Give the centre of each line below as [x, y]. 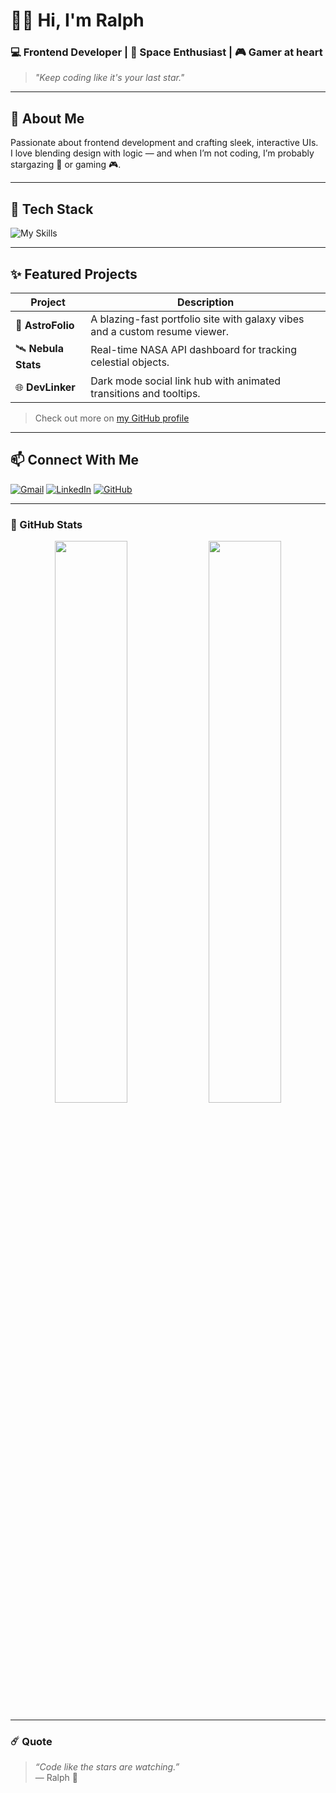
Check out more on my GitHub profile [112, 418]
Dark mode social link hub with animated [186, 381]
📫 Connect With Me [75, 460]
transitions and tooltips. [145, 393]
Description [205, 302]
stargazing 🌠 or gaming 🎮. [66, 165]
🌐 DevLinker [45, 387]
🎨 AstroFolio [45, 325]
